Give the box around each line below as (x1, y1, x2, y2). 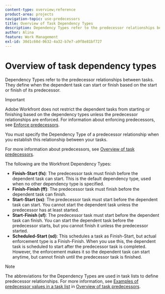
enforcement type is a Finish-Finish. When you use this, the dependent (12, 238, 156, 244)
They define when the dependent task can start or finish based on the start (5, 82, 157, 88)
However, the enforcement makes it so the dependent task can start (12, 249, 150, 255)
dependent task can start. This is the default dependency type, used (12, 176, 151, 181)
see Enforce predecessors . (5, 121, 60, 128)
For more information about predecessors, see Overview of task (5, 146, 135, 152)
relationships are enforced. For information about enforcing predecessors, (5, 117, 155, 122)
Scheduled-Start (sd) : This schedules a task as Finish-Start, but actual (12, 233, 157, 239)
